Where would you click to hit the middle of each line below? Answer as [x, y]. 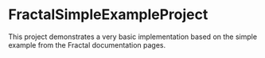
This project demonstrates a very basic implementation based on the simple [132, 37]
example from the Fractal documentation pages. [87, 44]
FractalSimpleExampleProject [108, 15]
